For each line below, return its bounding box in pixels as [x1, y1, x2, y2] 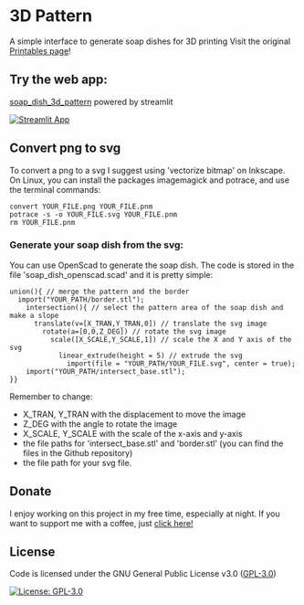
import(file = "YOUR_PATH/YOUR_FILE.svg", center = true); [67, 358, 297, 368]
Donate [9, 483, 52, 499]
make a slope [9, 311, 59, 320]
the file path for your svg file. [22, 457, 132, 468]
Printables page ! [9, 45, 71, 56]
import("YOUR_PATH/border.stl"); [17, 294, 145, 304]
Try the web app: [9, 72, 108, 88]
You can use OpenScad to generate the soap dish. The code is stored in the [9, 260, 295, 271]
